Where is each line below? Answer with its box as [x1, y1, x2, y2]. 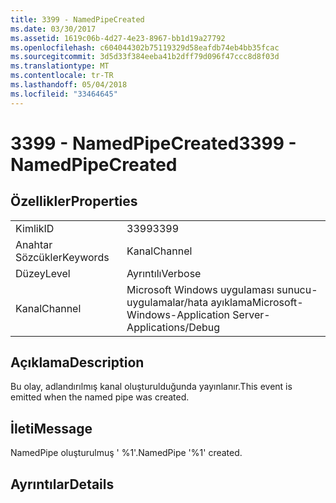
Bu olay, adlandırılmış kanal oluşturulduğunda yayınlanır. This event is [10, 381, 293, 393]
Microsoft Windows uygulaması [126, 282, 275, 296]
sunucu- [276, 282, 318, 296]
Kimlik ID [15, 221, 55, 235]
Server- [232, 307, 271, 321]
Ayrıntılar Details [10, 476, 115, 493]
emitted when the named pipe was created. [10, 391, 190, 403]
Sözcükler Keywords [15, 250, 110, 264]
